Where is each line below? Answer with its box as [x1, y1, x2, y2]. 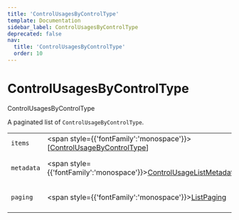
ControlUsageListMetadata [147, 167, 238, 177]
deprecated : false [7, 30, 62, 38]
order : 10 [14, 50, 43, 57]
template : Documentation [7, 17, 81, 24]
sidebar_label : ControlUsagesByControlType [7, 23, 139, 31]
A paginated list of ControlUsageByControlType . [7, 118, 144, 126]
